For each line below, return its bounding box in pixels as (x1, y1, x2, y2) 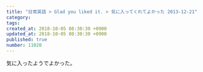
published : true (6, 37, 47, 43)
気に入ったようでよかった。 (6, 59, 76, 67)
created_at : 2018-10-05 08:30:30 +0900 (6, 25, 107, 32)
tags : (6, 20, 20, 26)
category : (6, 14, 32, 20)
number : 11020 (6, 43, 42, 49)
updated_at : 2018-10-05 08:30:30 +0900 (6, 31, 107, 37)
